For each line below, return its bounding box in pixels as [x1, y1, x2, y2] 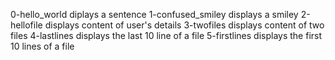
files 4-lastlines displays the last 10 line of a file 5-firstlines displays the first [10, 30, 323, 41]
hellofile [10, 19, 43, 31]
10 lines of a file [10, 40, 75, 52]
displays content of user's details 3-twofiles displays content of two [44, 19, 325, 31]
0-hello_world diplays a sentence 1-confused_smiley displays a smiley [10, 9, 299, 20]
